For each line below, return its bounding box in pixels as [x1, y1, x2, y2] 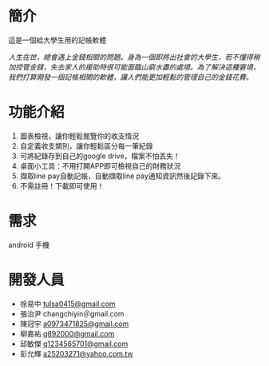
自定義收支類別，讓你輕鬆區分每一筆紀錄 [19, 141, 153, 150]
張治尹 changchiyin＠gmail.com [19, 308, 125, 318]
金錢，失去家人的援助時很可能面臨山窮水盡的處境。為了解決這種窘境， [29, 62, 260, 72]
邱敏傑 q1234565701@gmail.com [19, 339, 129, 348]
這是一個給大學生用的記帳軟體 [8, 35, 106, 45]
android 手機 [8, 240, 50, 249]
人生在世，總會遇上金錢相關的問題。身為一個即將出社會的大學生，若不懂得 [8, 52, 253, 62]
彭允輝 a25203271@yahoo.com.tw [19, 348, 133, 358]
